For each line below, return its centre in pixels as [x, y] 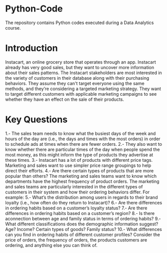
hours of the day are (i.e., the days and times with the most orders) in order [83, 139]
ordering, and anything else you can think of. [51, 245]
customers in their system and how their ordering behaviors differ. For [77, 192]
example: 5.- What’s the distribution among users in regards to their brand [81, 197]
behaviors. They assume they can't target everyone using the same [75, 83]
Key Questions [36, 119]
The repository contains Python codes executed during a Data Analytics [79, 23]
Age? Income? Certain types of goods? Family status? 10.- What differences [83, 229]
